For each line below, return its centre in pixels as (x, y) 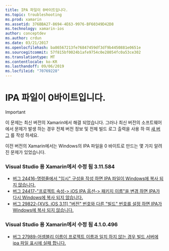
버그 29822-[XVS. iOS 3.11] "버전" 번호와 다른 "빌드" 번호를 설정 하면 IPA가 (87, 204)
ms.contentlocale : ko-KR (31, 62)
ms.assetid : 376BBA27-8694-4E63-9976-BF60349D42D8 (60, 24)
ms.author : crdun (23, 38)
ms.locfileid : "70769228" (32, 71)
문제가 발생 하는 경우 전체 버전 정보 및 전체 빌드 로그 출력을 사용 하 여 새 (85, 129)
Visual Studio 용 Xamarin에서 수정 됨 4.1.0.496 (62, 225)
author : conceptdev (26, 33)
